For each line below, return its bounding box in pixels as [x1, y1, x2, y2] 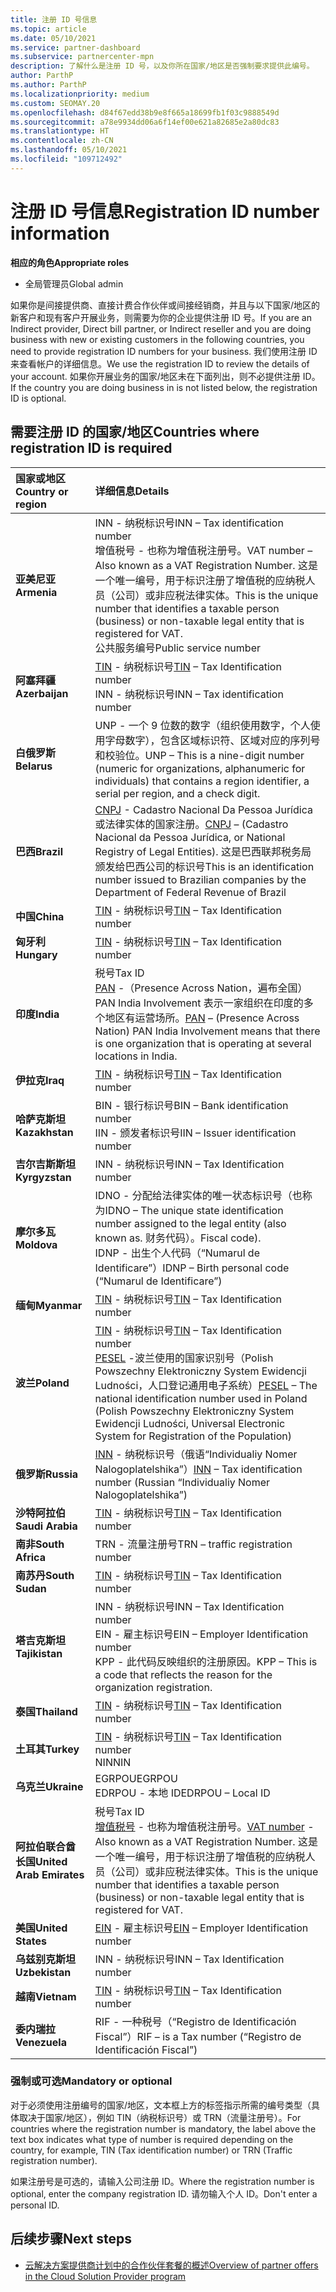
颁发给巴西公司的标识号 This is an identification [94, 859, 315, 873]
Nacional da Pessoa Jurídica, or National [94, 830, 286, 844]
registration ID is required [10, 440, 173, 457]
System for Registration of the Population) [94, 1429, 292, 1443]
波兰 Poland [15, 1376, 70, 1390]
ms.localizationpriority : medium [10, 89, 150, 99]
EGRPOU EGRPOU [94, 1771, 178, 1785]
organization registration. [94, 1680, 213, 1694]
